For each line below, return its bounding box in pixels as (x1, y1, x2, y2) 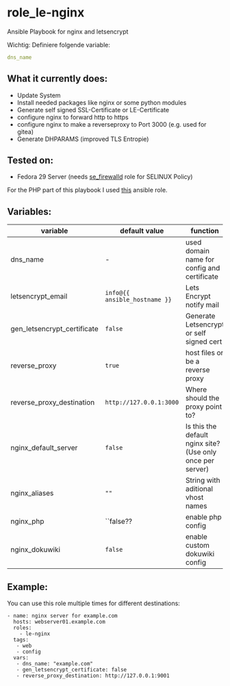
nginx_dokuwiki (10, 545, 60, 555)
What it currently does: (7, 73, 108, 85)
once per (185, 456, 214, 466)
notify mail (185, 300, 220, 309)
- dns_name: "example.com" (16, 661, 94, 668)
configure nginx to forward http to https (16, 113, 129, 121)
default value (119, 226, 164, 236)
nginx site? (185, 439, 220, 448)
